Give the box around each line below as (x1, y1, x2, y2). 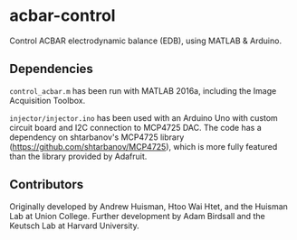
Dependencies (9, 61, 93, 77)
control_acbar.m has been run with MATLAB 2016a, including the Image (9, 85, 277, 96)
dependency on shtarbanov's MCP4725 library (9, 132, 185, 143)
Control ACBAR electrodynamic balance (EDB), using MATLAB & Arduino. (9, 35, 283, 46)
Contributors (9, 177, 84, 192)
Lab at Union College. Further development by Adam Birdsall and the (9, 210, 265, 221)
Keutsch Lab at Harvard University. (9, 220, 139, 231)
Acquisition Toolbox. (9, 95, 86, 106)
